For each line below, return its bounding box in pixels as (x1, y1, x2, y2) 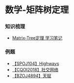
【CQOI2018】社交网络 (12, 66, 58, 72)
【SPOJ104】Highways (12, 61, 59, 66)
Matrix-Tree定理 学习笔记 (12, 35, 62, 41)
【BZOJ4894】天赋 (12, 73, 52, 79)
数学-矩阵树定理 (5, 4, 69, 16)
